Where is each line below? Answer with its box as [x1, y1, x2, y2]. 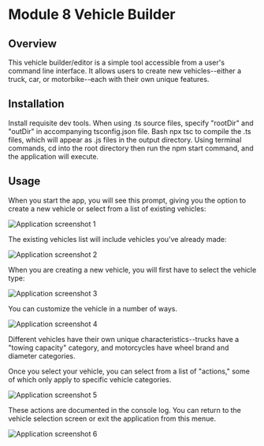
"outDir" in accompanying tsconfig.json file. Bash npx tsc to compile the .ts [8, 126, 251, 136]
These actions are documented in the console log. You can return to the [8, 405, 242, 414]
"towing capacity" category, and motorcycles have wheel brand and [8, 343, 229, 352]
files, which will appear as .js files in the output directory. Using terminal [8, 135, 242, 144]
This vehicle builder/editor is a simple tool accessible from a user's [8, 58, 225, 67]
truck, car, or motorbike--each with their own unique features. [8, 75, 210, 84]
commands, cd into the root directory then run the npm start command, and [8, 143, 254, 153]
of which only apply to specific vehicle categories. [8, 374, 172, 384]
